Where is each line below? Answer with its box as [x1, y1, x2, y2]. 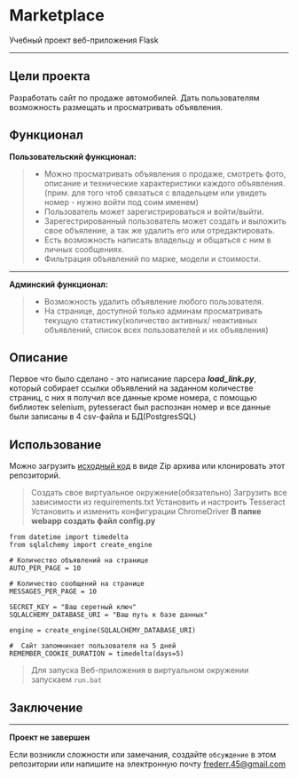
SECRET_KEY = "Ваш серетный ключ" [9, 603, 137, 612]
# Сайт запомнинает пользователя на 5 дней [9, 641, 176, 651]
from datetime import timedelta [9, 533, 129, 542]
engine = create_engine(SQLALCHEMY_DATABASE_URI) [9, 626, 197, 635]
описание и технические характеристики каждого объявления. [43, 178, 286, 188]
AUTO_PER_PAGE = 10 [9, 564, 82, 573]
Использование [9, 437, 102, 452]
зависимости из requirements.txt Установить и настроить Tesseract [30, 496, 286, 507]
